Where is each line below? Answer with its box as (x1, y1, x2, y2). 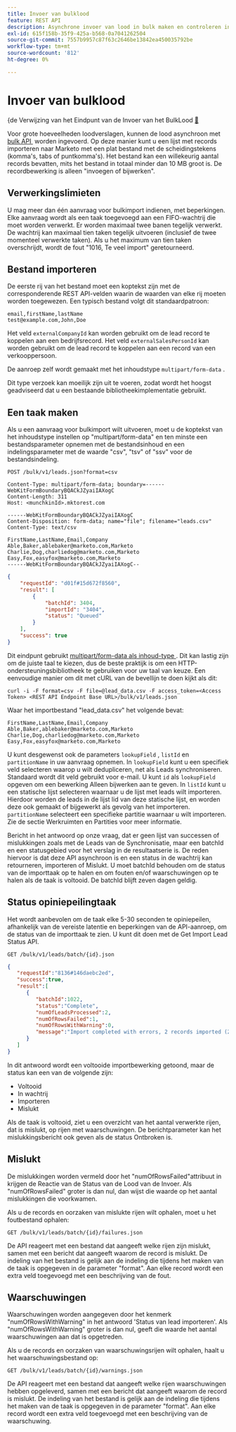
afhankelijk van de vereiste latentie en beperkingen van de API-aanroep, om (7, 922, 227, 931)
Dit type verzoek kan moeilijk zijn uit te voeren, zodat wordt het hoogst (7, 379, 212, 387)
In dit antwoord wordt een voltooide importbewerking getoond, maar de (7, 1061, 214, 1069)
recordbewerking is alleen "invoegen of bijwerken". (7, 167, 156, 175)
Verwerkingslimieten (7, 187, 101, 199)
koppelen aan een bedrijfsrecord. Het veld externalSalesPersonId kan (7, 337, 209, 345)
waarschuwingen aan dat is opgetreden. (7, 1333, 124, 1341)
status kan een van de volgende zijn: (7, 1068, 114, 1076)
